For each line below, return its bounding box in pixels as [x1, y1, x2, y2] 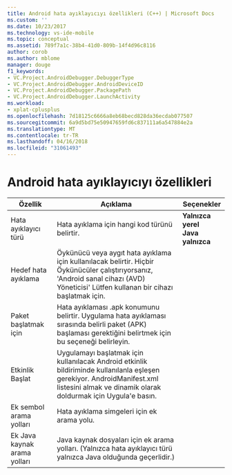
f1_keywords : [7, 68, 45, 74]
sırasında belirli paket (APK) [56, 319, 147, 329]
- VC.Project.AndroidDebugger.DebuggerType [7, 74, 135, 81]
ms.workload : [7, 100, 45, 107]
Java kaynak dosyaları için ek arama [56, 435, 175, 445]
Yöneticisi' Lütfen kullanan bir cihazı [56, 282, 173, 292]
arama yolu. [56, 415, 95, 425]
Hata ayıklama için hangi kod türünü [56, 219, 173, 229]
